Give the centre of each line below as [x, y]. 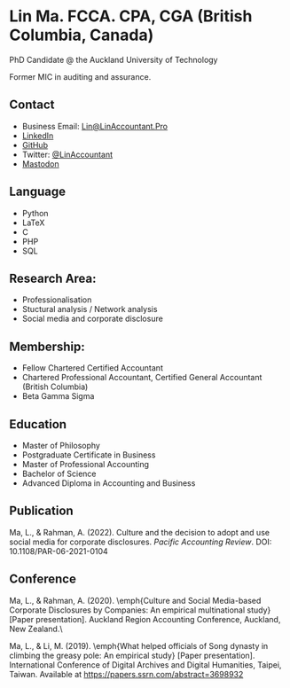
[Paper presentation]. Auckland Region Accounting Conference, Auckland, [145, 619]
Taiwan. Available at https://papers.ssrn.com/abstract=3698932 [126, 674]
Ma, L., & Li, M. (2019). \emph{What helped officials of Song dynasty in [139, 645]
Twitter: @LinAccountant [67, 154]
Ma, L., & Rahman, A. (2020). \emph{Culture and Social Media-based [135, 600]
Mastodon [40, 164]
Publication [41, 511]
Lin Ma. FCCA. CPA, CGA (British [131, 16]
